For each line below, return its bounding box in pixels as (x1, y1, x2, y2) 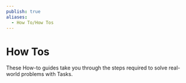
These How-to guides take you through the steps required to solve (6, 64, 168, 71)
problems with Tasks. (21, 71, 73, 78)
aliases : (6, 14, 28, 20)
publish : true (6, 8, 41, 15)
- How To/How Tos (11, 19, 54, 25)
